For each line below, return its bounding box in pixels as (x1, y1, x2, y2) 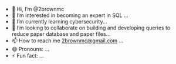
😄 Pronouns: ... (11, 46, 50, 52)
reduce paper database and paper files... (11, 31, 111, 38)
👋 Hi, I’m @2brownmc (11, 6, 65, 12)
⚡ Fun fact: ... (11, 52, 44, 59)
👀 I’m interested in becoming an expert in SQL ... (11, 12, 128, 19)
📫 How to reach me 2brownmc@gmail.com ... (11, 37, 124, 44)
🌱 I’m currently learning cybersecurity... (11, 18, 107, 25)
